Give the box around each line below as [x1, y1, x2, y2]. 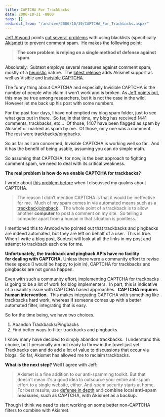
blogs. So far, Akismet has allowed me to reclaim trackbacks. [5, 352, 130, 358]
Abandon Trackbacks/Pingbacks [12, 321, 79, 327]
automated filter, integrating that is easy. [5, 303, 87, 309]
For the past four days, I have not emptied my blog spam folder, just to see [5, 110, 157, 116]
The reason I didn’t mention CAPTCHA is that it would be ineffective [17, 195, 156, 201]
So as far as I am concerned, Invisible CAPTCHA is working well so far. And [5, 141, 160, 147]
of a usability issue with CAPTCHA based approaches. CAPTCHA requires [5, 287, 158, 293]
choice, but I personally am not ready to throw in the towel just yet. [5, 342, 141, 348]
